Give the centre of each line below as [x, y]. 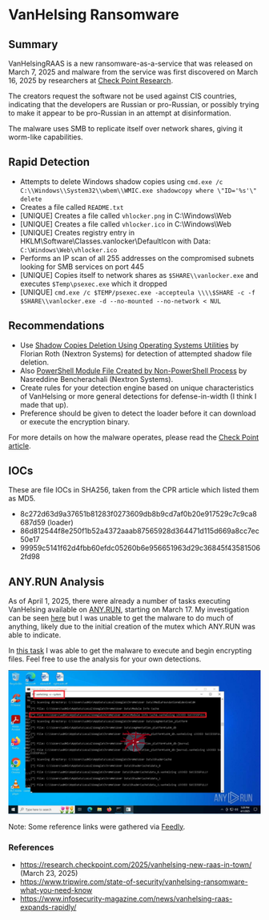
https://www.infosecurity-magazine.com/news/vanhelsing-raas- [126, 899]
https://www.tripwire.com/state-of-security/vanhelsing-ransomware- [134, 882]
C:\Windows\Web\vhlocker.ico [68, 250]
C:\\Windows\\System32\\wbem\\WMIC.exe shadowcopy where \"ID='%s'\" [139, 191]
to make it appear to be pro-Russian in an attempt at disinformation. [120, 113]
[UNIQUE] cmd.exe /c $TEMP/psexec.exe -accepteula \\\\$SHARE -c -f [138, 292]
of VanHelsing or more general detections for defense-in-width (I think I [138, 396]
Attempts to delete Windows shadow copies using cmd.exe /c [121, 181]
